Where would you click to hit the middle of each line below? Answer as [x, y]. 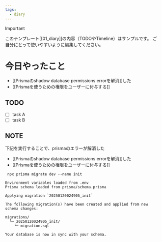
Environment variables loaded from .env [47, 183]
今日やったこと [35, 66]
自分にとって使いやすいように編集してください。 [54, 44]
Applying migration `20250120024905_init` [49, 196]
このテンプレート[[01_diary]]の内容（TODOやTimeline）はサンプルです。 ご [81, 38]
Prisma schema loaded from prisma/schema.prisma [56, 187]
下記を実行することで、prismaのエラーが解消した [55, 149]
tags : [11, 10]
